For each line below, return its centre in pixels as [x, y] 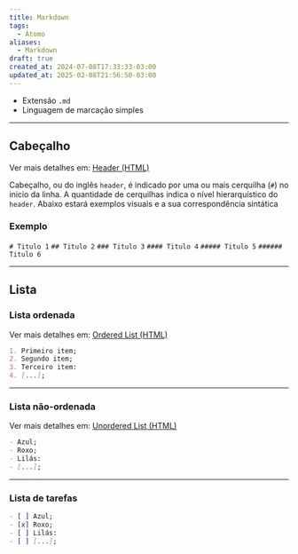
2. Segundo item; [41, 359]
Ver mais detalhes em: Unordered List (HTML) [93, 426]
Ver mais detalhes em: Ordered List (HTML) [89, 335]
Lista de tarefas [43, 498]
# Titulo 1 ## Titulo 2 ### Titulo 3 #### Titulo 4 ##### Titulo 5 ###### [146, 246]
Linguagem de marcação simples [82, 110]
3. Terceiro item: [43, 368]
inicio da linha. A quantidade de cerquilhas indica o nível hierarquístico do [144, 194]
